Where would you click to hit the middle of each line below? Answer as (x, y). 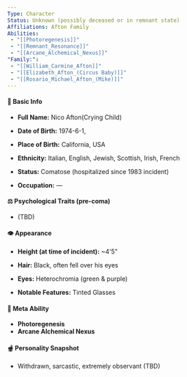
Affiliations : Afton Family (48, 27)
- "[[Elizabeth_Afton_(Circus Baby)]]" (69, 72)
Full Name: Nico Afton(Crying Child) (70, 117)
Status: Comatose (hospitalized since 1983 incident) (93, 171)
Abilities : (23, 33)
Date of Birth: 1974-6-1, (51, 131)
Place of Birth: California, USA (61, 144)
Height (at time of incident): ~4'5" (67, 251)
